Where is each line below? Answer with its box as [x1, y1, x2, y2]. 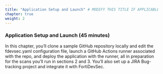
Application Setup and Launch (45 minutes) [5, 32, 110, 39]
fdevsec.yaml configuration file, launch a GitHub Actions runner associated [5, 48, 155, 54]
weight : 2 [5, 16, 25, 21]
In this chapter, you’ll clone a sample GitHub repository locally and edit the [5, 43, 154, 49]
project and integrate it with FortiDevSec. [22, 63, 104, 69]
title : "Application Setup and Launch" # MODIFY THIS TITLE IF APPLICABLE [5, 7, 160, 12]
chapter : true [5, 12, 34, 16]
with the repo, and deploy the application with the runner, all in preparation [5, 53, 154, 59]
